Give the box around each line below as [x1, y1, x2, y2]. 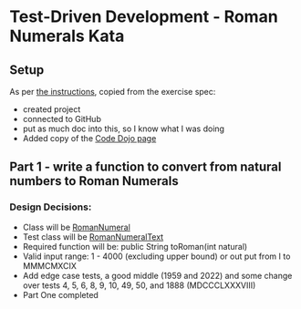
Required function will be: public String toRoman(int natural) [22, 241, 248, 252]
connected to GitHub [22, 114, 102, 124]
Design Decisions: [9, 201, 92, 213]
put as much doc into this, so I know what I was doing [22, 123, 225, 134]
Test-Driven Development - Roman [9, 6, 278, 27]
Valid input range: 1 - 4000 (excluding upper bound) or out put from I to [22, 251, 291, 262]
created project [22, 104, 81, 115]
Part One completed [22, 289, 99, 300]
